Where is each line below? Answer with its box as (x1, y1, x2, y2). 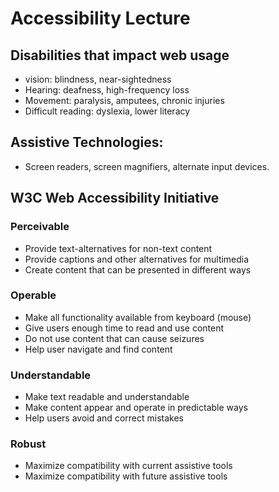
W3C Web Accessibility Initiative (10, 190, 220, 207)
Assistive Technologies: (10, 134, 164, 151)
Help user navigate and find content (24, 343, 173, 355)
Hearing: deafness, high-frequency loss (24, 84, 190, 96)
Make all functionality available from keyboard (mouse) (24, 311, 252, 323)
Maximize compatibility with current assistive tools (24, 460, 233, 472)
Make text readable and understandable (24, 391, 190, 403)
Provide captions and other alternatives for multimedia (24, 253, 250, 265)
